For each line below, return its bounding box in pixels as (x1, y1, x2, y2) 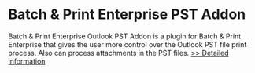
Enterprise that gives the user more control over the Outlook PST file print (8, 39, 247, 49)
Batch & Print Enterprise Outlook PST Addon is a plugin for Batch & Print (8, 31, 242, 41)
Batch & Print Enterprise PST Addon (8, 5, 246, 24)
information (8, 57, 46, 66)
